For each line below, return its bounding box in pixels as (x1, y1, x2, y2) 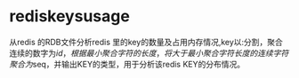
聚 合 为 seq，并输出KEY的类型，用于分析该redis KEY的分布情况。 (9, 58, 246, 69)
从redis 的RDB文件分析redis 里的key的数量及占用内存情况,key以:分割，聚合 (9, 36, 283, 47)
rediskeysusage (9, 6, 131, 27)
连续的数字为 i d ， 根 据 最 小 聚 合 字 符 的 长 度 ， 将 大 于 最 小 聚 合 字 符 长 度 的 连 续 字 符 (9, 47, 289, 58)
